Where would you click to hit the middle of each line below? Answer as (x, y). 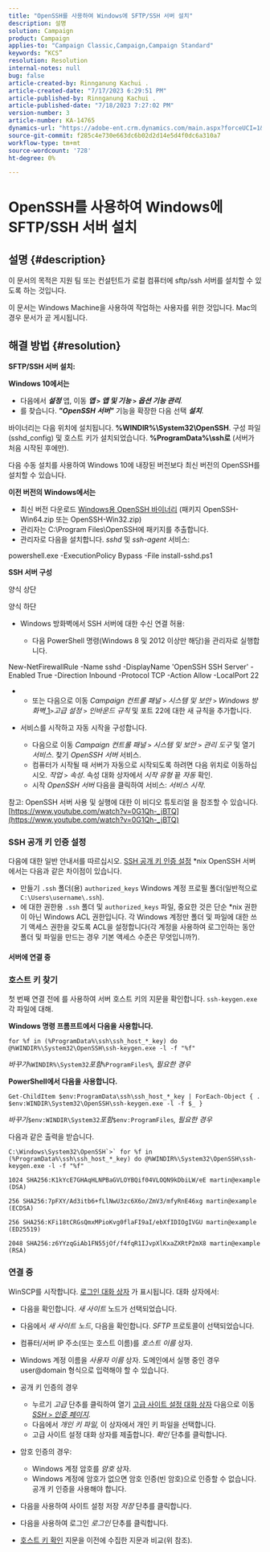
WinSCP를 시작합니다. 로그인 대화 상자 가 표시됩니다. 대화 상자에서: (114, 1291)
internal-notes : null (45, 68)
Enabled (22, 675)
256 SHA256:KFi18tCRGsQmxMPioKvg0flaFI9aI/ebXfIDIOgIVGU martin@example (133, 1223)
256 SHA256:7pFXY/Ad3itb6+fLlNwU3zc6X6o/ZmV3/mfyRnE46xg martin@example (133, 1201)
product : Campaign (39, 38)
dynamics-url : (32, 128)
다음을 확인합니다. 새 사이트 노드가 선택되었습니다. (98, 1308)
